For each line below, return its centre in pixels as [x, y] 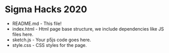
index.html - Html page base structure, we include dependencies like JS [88, 29]
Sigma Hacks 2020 [46, 9]
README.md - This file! [37, 23]
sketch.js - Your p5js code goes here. [52, 40]
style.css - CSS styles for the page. [50, 45]
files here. [23, 34]
